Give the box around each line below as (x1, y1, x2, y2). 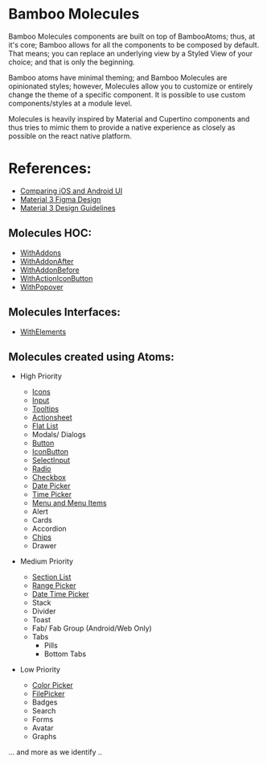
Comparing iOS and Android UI (19, 186, 123, 196)
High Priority (19, 371, 63, 381)
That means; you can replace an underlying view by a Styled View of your (8, 48, 253, 58)
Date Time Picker (31, 589, 90, 599)
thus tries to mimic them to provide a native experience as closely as (8, 122, 236, 132)
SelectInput (31, 456, 71, 465)
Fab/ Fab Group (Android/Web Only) (31, 623, 153, 633)
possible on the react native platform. (8, 130, 133, 141)
